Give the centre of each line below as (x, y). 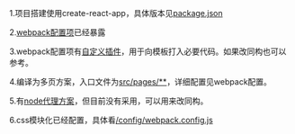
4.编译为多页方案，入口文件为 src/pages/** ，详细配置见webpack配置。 (141, 82)
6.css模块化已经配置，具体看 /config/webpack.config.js (111, 120)
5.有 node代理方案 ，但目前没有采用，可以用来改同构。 (109, 101)
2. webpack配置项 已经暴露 (58, 32)
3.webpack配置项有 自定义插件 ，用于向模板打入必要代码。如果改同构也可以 (148, 51)
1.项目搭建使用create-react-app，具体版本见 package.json (116, 13)
